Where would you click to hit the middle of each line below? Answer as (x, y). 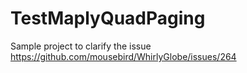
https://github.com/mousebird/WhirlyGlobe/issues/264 (123, 56)
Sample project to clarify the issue (81, 46)
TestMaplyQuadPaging (108, 18)
